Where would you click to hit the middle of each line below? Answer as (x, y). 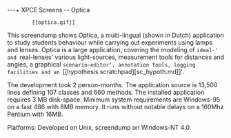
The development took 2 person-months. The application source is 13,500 (112, 85)
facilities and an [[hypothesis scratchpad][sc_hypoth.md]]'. (96, 72)
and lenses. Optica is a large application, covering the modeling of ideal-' (113, 50)
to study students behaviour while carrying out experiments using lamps (110, 43)
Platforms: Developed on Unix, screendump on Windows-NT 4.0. (99, 127)
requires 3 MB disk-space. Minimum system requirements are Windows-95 (114, 100)
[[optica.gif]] (54, 23)
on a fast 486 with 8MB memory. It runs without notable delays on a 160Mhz (115, 107)
